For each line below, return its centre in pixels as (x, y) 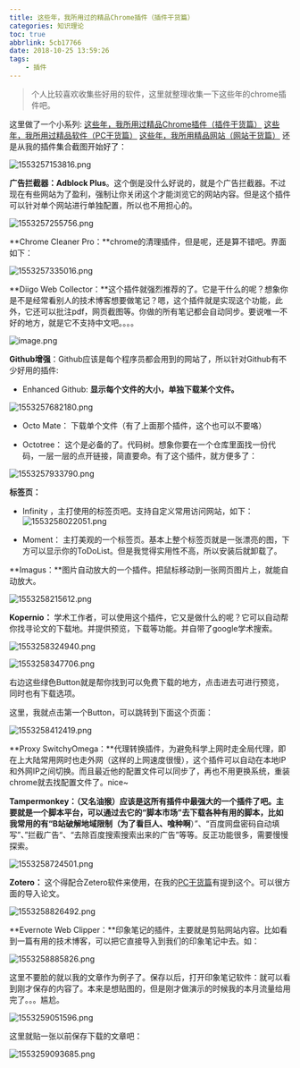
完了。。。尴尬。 (37, 999)
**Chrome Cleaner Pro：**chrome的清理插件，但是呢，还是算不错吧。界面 (148, 242)
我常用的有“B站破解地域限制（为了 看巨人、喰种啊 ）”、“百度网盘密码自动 (141, 823)
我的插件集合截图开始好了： (75, 146)
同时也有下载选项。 (45, 693)
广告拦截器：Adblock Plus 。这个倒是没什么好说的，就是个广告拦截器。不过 (148, 182)
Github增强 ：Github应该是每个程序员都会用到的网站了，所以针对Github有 (144, 359)
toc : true (28, 34)
